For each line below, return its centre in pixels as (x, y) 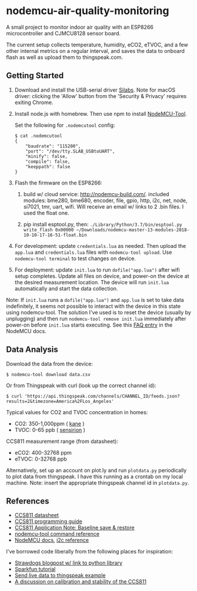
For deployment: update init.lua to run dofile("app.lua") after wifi (97, 270)
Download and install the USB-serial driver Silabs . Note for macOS (95, 90)
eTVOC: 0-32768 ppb (41, 459)
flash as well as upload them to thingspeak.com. (65, 57)
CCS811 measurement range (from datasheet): (62, 441)
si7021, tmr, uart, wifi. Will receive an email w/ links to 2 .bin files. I (103, 206)
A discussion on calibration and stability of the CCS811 (81, 582)
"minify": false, (46, 156)
